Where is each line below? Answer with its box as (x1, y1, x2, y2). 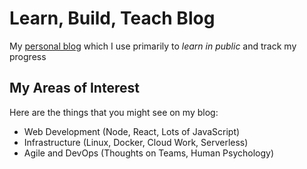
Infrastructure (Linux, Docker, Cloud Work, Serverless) (23, 136, 249, 148)
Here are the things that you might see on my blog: (9, 106, 219, 118)
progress (9, 50, 47, 62)
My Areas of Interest (9, 80, 140, 97)
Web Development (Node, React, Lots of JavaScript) (23, 125, 241, 137)
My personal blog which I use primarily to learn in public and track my (9, 40, 297, 52)
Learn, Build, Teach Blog (9, 7, 216, 30)
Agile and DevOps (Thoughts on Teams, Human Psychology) (23, 147, 275, 159)
